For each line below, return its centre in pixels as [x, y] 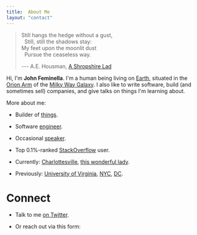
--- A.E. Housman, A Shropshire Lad [66, 66]
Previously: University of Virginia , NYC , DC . [69, 174]
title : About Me [28, 12]
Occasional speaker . [41, 138]
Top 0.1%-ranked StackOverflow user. [62, 150]
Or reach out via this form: [48, 226]
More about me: [26, 103]
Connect [28, 198]
